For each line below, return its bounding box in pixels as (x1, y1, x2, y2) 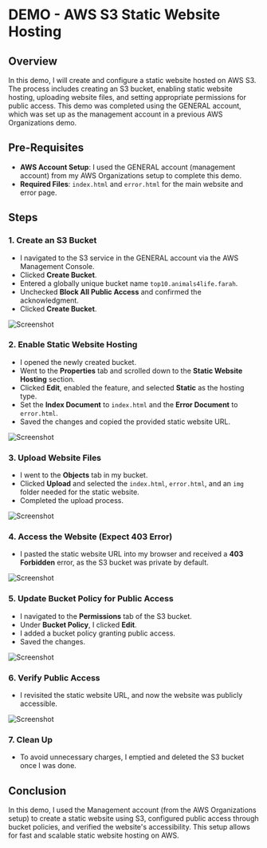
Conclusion (8, 784, 67, 798)
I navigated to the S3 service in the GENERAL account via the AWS (19, 253, 239, 263)
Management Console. (19, 261, 95, 271)
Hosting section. (19, 374, 76, 384)
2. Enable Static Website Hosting (8, 339, 138, 351)
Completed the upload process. (19, 496, 124, 505)
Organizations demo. (8, 118, 77, 127)
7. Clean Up (8, 734, 53, 745)
